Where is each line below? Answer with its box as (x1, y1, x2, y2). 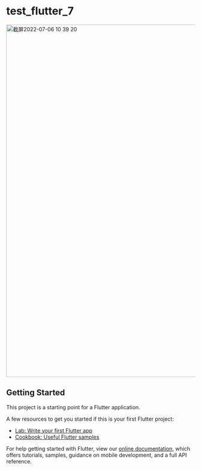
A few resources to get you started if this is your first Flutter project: (6, 415, 174, 422)
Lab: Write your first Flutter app (14, 427, 93, 434)
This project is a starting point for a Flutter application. (6, 403, 140, 410)
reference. (6, 457, 32, 465)
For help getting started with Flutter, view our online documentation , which (6, 445, 191, 452)
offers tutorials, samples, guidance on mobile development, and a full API (6, 451, 187, 459)
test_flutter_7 (6, 4, 74, 18)
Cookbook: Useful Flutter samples (14, 433, 100, 441)
